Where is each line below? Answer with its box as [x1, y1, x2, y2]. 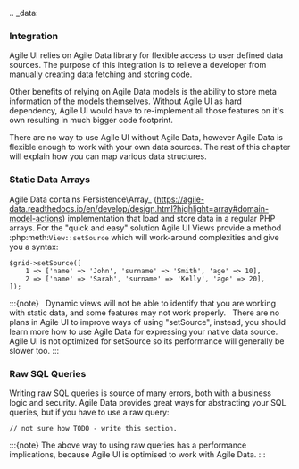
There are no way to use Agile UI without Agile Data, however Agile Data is [9, 132, 284, 143]
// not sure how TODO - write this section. [9, 423, 178, 432]
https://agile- [156, 194, 205, 205]
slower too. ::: [9, 345, 60, 356]
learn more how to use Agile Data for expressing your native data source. [9, 326, 278, 337]
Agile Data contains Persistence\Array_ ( [9, 194, 158, 205]
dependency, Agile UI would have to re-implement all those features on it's [9, 105, 284, 116]
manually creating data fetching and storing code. [9, 69, 193, 80]
